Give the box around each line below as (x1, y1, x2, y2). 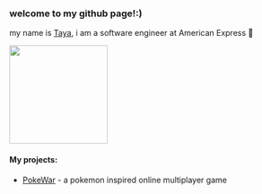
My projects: (9, 154, 58, 164)
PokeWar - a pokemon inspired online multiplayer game (22, 174, 227, 185)
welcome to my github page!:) (9, 7, 143, 20)
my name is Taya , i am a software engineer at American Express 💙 (9, 28, 254, 39)
